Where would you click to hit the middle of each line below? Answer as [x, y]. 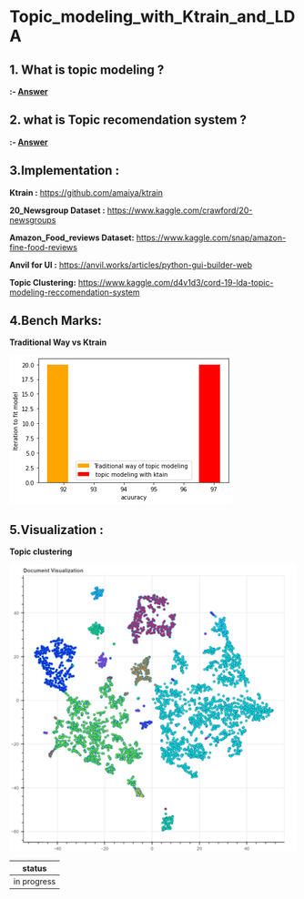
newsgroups [33, 219]
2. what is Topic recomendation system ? [128, 120]
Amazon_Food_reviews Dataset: [72, 237]
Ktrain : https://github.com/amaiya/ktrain [86, 192]
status [35, 868]
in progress [35, 881]
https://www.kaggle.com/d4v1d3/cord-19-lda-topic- [176, 282]
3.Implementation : [65, 171]
